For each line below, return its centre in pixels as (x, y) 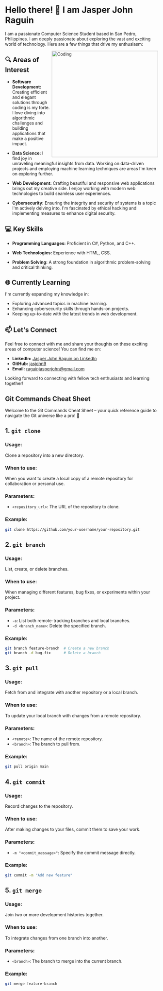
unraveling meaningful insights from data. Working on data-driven (78, 163)
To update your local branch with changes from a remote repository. (73, 715)
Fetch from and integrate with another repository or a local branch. (72, 693)
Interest (17, 70)
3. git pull (22, 668)
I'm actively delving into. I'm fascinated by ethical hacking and (74, 208)
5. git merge (24, 891)
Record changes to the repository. (39, 806)
